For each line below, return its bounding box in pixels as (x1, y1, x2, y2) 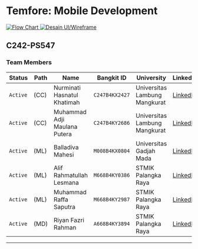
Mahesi (53, 150, 74, 158)
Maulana (53, 122, 78, 131)
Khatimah (53, 98, 80, 107)
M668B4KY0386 (93, 172, 130, 178)
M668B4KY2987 (93, 196, 130, 202)
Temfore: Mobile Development (6, 4, 158, 18)
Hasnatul (53, 91, 78, 99)
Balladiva (53, 143, 79, 151)
